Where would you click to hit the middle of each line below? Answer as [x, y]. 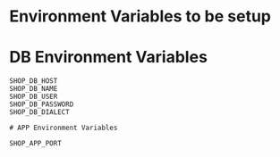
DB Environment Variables [109, 58]
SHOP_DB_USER [34, 97]
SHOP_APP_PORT [36, 144]
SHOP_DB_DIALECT [39, 112]
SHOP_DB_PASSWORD [42, 104]
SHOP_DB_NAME [34, 89]
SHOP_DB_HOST [34, 81]
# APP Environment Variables [64, 128]
